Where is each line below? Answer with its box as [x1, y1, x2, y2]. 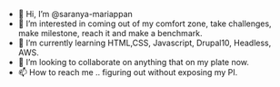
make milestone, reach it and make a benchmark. [17, 28, 203, 38]
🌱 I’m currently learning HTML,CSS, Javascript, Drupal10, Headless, [17, 37, 272, 48]
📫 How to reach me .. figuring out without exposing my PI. [17, 67, 238, 77]
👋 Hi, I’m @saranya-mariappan [17, 9, 134, 19]
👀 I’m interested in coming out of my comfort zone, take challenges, [17, 18, 272, 29]
